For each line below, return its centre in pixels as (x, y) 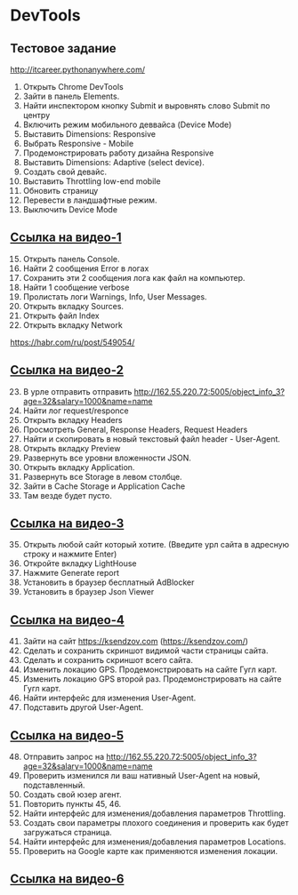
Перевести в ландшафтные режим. (90, 200)
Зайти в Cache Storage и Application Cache (104, 486)
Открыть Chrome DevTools (73, 87)
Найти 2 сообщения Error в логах (86, 268)
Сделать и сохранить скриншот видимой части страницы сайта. (146, 651)
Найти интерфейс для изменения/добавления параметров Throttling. (154, 813)
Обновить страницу (60, 191)
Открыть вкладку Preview (72, 448)
